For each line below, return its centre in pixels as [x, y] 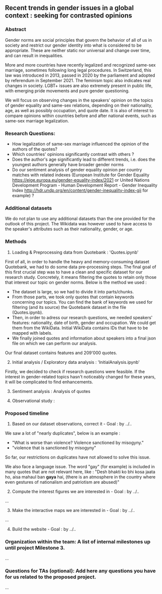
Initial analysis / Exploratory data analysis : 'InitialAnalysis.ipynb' [76, 362]
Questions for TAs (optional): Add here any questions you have [81, 571]
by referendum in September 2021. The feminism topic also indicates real [78, 80]
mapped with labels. [32, 333]
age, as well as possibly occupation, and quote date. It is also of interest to [79, 110]
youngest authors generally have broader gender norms [68, 164]
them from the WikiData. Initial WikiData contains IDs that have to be [80, 328]
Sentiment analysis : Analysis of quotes [51, 391]
